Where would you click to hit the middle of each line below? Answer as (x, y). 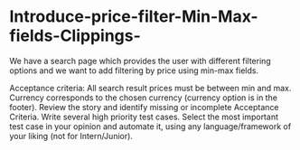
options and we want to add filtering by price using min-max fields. (134, 70)
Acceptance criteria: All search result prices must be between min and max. (150, 88)
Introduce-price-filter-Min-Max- (134, 17)
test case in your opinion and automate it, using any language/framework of (150, 126)
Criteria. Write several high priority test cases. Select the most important (144, 117)
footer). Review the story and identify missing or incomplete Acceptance (144, 107)
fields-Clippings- (75, 36)
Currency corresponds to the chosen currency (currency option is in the (144, 98)
